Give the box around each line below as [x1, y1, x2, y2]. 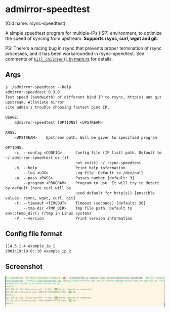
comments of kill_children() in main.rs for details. [5, 56, 113, 62]
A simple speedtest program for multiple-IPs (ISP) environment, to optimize [5, 30, 162, 36]
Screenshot [5, 262, 43, 271]
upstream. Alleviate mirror [5, 99, 65, 105]
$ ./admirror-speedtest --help [5, 84, 71, 89]
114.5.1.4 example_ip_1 [5, 243, 56, 248]
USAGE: [5, 115, 19, 120]
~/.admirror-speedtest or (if [5, 155, 69, 160]
